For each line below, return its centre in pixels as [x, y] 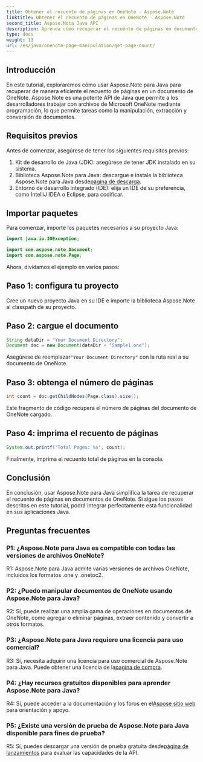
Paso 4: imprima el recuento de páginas [82, 433]
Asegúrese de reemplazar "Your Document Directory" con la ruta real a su [98, 357]
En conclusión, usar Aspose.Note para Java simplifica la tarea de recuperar [100, 492]
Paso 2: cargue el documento [63, 326]
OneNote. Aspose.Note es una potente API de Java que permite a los [92, 97]
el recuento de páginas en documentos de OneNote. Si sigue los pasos [95, 499]
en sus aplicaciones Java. [38, 512]
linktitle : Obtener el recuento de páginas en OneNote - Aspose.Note [96, 18]
